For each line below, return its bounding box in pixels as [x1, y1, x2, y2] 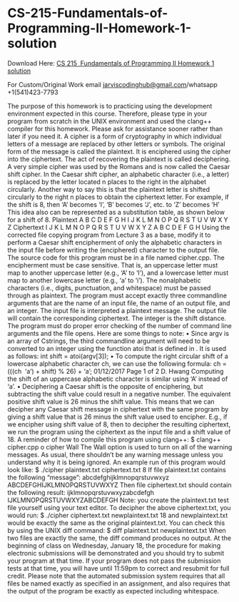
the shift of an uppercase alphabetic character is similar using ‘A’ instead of [7, 374, 228, 383]
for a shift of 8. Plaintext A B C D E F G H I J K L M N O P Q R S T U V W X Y [7, 215, 228, 224]
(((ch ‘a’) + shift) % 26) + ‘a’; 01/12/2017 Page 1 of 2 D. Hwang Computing [7, 367, 224, 375]
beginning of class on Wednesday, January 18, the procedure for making [7, 541, 221, 550]
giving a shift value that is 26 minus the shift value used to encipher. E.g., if [7, 412, 228, 421]
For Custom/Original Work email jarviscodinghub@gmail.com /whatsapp [7, 80, 218, 88]
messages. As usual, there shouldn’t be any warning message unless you [7, 450, 223, 459]
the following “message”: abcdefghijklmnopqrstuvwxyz [7, 473, 170, 481]
